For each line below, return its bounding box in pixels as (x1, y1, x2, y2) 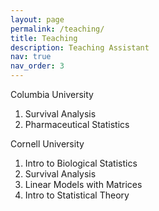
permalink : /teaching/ (10, 24, 105, 34)
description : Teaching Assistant (10, 42, 150, 53)
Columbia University (10, 89, 94, 100)
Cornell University (10, 138, 85, 150)
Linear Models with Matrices (24, 179, 143, 190)
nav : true (10, 52, 52, 62)
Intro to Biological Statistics (24, 157, 138, 169)
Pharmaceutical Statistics (24, 119, 130, 130)
